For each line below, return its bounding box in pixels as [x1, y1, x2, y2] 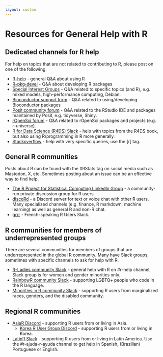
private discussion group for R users [20, 191, 94, 197]
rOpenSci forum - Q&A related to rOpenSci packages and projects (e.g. [12, 118, 156, 123]
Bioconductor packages [12, 102, 61, 108]
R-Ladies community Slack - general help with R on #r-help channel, [12, 267, 151, 273]
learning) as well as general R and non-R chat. [12, 207, 106, 212]
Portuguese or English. [12, 346, 59, 352]
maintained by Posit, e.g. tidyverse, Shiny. [12, 112, 97, 118]
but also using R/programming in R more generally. [12, 133, 115, 139]
